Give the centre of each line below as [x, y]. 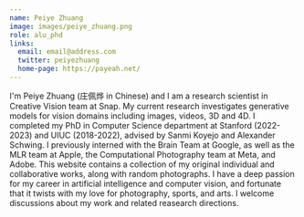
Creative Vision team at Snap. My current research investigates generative [149, 106]
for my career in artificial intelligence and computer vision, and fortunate [145, 183]
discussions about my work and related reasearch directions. [124, 202]
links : [22, 43]
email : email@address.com [67, 52]
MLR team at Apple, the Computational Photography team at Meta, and [142, 154]
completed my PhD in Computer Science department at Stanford [131, 125]
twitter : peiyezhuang [59, 60]
